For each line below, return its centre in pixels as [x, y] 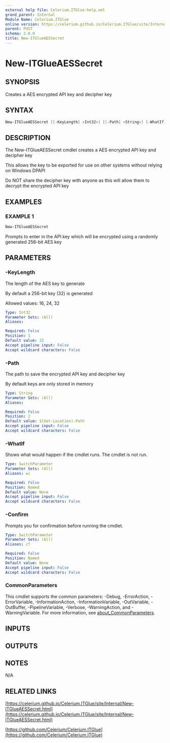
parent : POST [19, 29]
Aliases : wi [18, 473]
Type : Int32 [18, 312]
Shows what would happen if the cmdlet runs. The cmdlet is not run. [76, 455]
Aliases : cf [18, 544]
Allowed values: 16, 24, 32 [32, 303]
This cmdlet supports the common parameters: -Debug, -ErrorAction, [78, 596]
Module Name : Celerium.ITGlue [37, 19]
